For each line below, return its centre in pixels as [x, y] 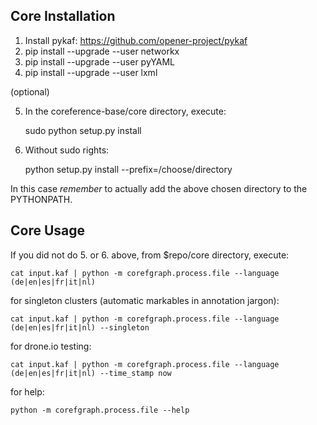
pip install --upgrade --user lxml [91, 72]
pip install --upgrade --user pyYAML [99, 61]
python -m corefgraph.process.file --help [100, 410]
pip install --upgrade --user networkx [102, 51]
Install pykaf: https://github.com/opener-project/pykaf [136, 40]
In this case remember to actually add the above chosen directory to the [159, 188]
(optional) [30, 91]
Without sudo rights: [67, 150]
